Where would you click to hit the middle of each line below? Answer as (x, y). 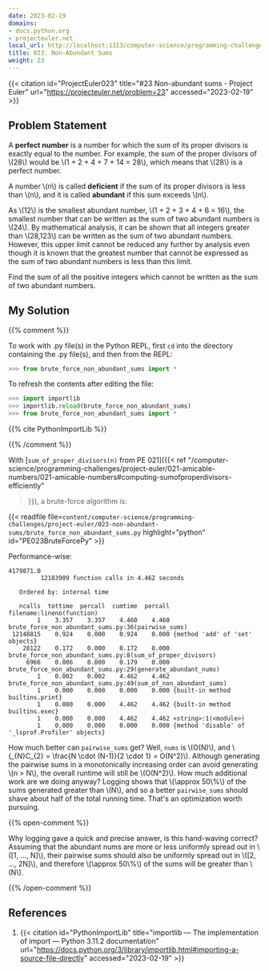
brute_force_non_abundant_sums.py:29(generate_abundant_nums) (114, 669)
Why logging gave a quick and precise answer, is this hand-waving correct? (133, 838)
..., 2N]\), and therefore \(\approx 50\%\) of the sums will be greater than (128, 864)
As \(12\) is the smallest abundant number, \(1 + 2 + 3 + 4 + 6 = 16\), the (126, 210)
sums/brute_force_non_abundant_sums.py (75, 533)
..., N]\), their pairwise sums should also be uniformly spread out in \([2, (138, 855)
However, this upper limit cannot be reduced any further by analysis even (129, 244)
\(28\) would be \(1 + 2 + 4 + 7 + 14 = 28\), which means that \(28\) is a (125, 162)
